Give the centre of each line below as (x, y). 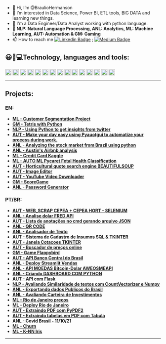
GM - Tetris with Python (37, 124)
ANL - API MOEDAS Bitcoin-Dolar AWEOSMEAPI (62, 268)
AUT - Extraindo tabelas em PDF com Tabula (59, 315)
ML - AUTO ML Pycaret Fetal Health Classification (64, 161)
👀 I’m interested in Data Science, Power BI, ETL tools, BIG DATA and (81, 13)
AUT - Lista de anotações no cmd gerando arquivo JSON (71, 221)
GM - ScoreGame (30, 182)
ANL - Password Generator (41, 187)
